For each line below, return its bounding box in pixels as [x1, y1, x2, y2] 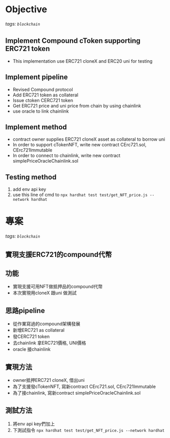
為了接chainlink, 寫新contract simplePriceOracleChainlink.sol [12, 390, 141, 396]
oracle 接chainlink [12, 346, 51, 352]
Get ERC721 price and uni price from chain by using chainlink [12, 102, 141, 109]
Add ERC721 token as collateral [12, 92, 79, 98]
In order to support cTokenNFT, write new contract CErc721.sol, [12, 142, 147, 148]
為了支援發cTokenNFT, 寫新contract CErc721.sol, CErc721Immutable [12, 383, 156, 390]
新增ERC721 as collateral [12, 327, 65, 333]
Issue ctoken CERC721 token [12, 97, 73, 103]
